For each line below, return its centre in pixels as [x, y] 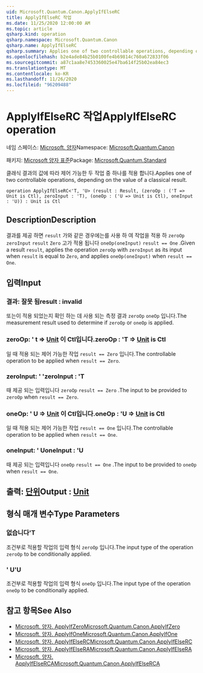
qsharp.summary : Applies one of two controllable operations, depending [100, 51]
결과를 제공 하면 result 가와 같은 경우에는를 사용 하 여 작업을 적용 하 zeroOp [95, 235]
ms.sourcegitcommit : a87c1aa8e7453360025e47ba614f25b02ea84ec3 [88, 62]
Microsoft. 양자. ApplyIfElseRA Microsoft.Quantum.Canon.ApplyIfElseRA [103, 649]
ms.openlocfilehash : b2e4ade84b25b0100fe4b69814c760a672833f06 [88, 57]
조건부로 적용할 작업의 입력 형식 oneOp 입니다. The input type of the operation [98, 583]
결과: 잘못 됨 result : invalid [44, 301]
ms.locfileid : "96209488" [39, 85]
